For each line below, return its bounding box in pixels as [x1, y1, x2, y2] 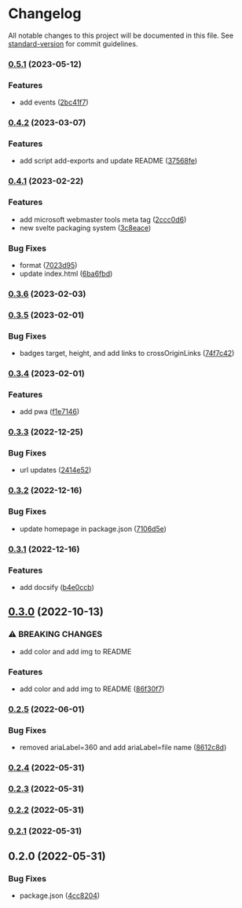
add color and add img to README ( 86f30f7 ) [19, 684, 165, 694]
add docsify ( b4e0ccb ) [19, 582, 94, 591]
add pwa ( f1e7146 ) [19, 407, 80, 416]
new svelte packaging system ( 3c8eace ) [19, 223, 152, 232]
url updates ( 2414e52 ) [19, 465, 92, 475]
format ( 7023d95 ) [19, 260, 78, 269]
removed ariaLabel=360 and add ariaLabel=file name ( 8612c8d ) [19, 743, 227, 752]
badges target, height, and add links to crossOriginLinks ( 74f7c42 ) [19, 349, 235, 358]
